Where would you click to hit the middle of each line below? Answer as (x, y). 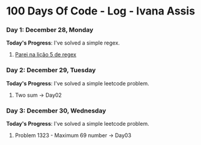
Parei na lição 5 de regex (46, 55)
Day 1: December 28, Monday (50, 30)
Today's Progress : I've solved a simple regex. (63, 43)
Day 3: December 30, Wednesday (56, 111)
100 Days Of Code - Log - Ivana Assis (101, 11)
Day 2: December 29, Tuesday (51, 70)
